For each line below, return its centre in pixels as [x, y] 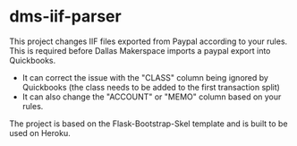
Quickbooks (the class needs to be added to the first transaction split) [151, 87]
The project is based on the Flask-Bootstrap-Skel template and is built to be [148, 124]
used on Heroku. [40, 133]
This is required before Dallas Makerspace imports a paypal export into [140, 50]
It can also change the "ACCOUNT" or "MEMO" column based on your [152, 97]
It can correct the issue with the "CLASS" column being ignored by [145, 77]
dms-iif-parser [66, 17]
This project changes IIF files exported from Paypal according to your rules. [148, 41]
